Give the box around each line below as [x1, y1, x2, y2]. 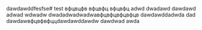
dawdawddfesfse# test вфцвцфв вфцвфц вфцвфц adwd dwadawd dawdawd [6, 5, 197, 12]
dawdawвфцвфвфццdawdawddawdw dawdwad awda [6, 18, 140, 24]
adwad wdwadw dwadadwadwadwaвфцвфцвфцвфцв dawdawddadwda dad [6, 11, 196, 18]
